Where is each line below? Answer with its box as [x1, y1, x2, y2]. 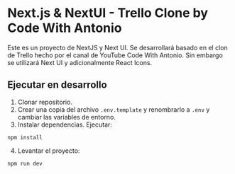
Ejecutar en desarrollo [7, 79, 108, 91]
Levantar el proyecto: [17, 146, 80, 155]
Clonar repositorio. [17, 98, 73, 106]
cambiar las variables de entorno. [17, 112, 116, 121]
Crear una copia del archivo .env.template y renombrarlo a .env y [17, 105, 210, 114]
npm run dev [7, 160, 43, 167]
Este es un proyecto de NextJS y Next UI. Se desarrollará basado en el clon [7, 43, 229, 52]
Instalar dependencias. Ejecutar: [17, 120, 112, 129]
